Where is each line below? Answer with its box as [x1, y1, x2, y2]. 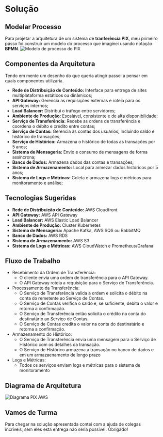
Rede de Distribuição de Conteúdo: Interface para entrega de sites [12, 87, 147, 93]
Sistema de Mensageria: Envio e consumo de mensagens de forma [12, 149, 148, 155]
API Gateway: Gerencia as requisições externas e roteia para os [12, 97, 141, 103]
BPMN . [5, 46, 19, 51]
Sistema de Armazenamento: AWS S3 [12, 237, 90, 243]
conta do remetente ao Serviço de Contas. [19, 296, 104, 301]
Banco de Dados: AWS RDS [12, 233, 68, 238]
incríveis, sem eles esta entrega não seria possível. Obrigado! [5, 426, 128, 432]
